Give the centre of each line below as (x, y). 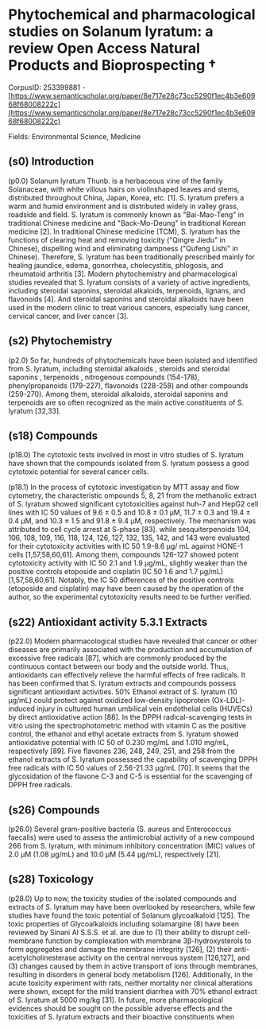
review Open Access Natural (104, 49)
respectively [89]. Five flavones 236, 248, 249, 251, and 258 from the (122, 751)
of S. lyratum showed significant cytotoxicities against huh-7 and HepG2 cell (133, 504)
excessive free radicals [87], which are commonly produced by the (118, 658)
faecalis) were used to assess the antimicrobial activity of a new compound (132, 837)
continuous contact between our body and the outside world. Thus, (118, 666)
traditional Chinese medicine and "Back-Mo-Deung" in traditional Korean (127, 223)
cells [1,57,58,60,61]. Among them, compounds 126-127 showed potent (123, 555)
